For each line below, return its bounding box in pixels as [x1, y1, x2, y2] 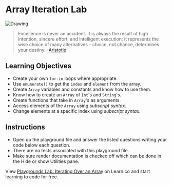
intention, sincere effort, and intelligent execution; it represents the [17, 36, 159, 42]
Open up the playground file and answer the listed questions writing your [12, 136, 167, 142]
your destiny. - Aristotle [17, 47, 67, 53]
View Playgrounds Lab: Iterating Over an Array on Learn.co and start [5, 168, 150, 174]
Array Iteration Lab [5, 4, 87, 15]
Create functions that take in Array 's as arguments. [12, 97, 121, 103]
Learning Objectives [5, 61, 72, 70]
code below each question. [12, 142, 70, 148]
